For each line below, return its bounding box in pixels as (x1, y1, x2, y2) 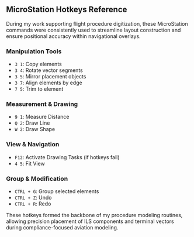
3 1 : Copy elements (14, 61, 63, 68)
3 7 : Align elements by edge (14, 79, 83, 87)
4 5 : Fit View (14, 160, 45, 167)
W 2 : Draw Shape (14, 126, 56, 133)
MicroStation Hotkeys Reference (6, 5, 127, 15)
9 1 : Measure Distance (14, 114, 70, 121)
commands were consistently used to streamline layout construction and (6, 26, 181, 33)
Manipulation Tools (6, 47, 62, 55)
